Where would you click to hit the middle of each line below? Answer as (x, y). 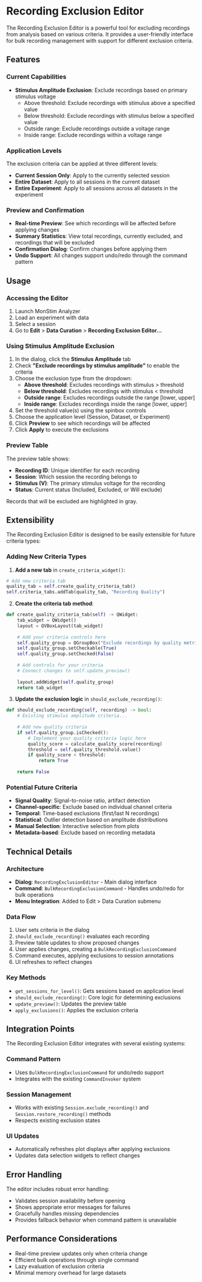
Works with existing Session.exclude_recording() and (82, 1107)
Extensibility (30, 520)
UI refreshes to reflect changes (54, 962)
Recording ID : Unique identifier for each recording (77, 470)
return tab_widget (40, 687)
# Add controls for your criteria (60, 665)
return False (33, 772)
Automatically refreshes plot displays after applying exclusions (92, 1149)
